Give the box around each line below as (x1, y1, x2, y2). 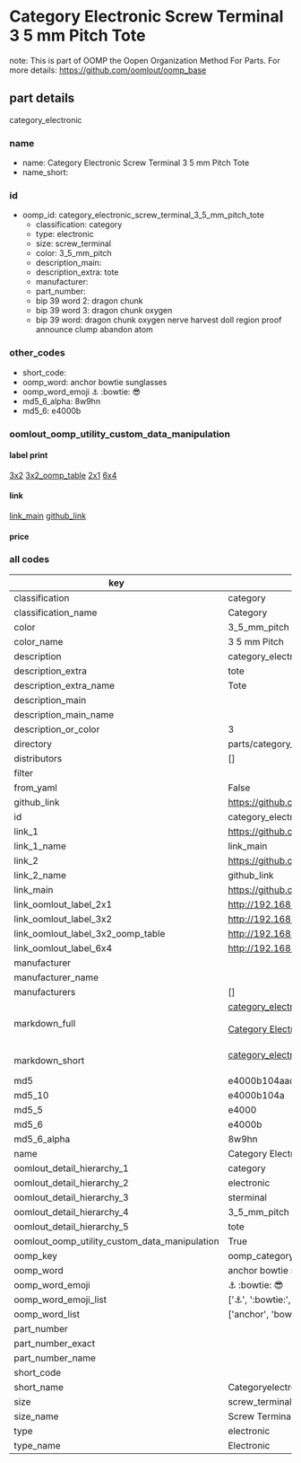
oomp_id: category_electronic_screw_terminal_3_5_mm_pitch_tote (21, 209, 264, 221)
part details (9, 91, 75, 106)
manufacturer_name (13, 971, 99, 983)
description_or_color (13, 723, 100, 736)
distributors (13, 752, 63, 764)
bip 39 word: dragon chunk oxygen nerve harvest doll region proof (35, 314, 282, 325)
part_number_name (13, 1352, 96, 1364)
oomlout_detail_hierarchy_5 (13, 1220, 129, 1232)
